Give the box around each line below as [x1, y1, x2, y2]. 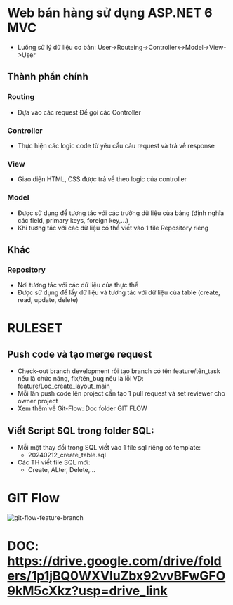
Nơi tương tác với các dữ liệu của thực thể [17, 281, 139, 290]
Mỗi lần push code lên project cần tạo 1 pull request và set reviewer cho [17, 389, 226, 398]
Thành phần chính [7, 71, 89, 83]
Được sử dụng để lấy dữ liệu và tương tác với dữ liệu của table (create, [17, 288, 221, 297]
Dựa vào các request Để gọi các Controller [17, 108, 142, 117]
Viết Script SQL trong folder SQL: [7, 424, 154, 436]
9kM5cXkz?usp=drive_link [7, 583, 168, 599]
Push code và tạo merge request [7, 348, 152, 360]
